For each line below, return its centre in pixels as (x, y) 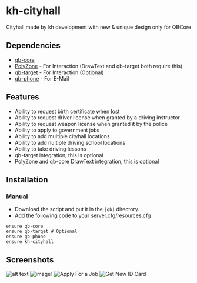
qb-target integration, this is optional (59, 155)
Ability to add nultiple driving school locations (70, 142)
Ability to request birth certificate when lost (67, 111)
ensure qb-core (25, 227)
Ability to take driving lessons (50, 149)
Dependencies (33, 46)
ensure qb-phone (26, 237)
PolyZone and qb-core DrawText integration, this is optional (87, 161)
